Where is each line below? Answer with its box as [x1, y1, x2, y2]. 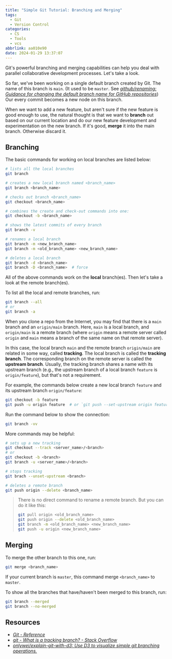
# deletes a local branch [5, 255, 60, 261]
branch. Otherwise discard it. [5, 128, 67, 134]
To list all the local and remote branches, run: [5, 289, 101, 296]
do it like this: [17, 502, 46, 509]
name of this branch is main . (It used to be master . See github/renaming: [5, 85, 157, 91]
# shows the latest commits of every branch [5, 223, 102, 228]
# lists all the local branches [5, 166, 74, 172]
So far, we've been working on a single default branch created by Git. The [5, 80, 161, 86]
